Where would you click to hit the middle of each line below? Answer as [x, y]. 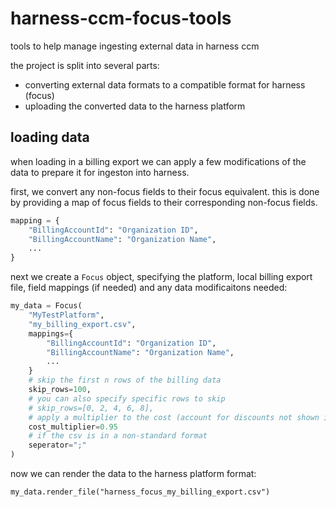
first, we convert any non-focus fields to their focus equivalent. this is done [165, 191]
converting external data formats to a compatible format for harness [165, 84]
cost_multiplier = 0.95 [73, 427]
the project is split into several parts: [85, 65]
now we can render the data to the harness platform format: [133, 473]
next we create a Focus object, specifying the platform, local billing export [161, 277]
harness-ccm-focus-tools [121, 18]
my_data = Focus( [46, 306]
